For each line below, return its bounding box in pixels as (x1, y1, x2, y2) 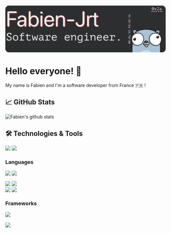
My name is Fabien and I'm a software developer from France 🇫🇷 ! (5, 82, 146, 88)
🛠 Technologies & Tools (5, 129, 83, 138)
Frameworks (5, 200, 37, 207)
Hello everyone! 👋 (5, 65, 82, 77)
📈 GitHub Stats (5, 98, 55, 106)
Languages (5, 159, 34, 166)
